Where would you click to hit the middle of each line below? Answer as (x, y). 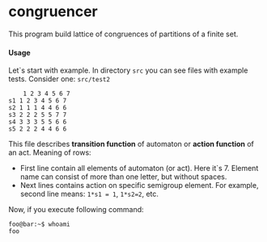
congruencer (53, 12)
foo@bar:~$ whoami (39, 224)
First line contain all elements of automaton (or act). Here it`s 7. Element (139, 169)
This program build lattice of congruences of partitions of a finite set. (123, 34)
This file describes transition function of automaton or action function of (131, 144)
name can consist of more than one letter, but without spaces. (123, 177)
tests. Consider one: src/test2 (59, 79)
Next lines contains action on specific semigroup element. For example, (139, 186)
